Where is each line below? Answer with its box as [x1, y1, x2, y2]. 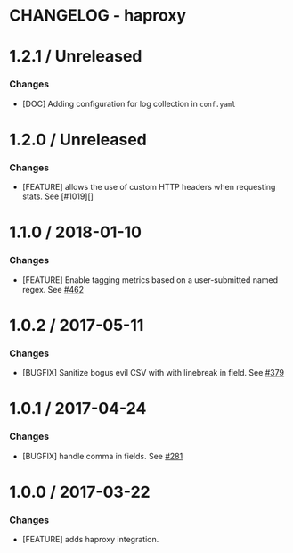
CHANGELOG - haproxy [9, 5, 187, 26]
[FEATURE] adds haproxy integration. [21, 534, 159, 545]
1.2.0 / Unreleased [9, 129, 147, 150]
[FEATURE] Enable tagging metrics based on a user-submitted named [21, 274, 279, 285]
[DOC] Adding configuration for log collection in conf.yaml [21, 98, 236, 109]
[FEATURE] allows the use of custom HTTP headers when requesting [21, 182, 276, 193]
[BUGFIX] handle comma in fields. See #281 [21, 450, 183, 461]
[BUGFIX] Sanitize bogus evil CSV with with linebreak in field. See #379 [21, 367, 285, 378]
